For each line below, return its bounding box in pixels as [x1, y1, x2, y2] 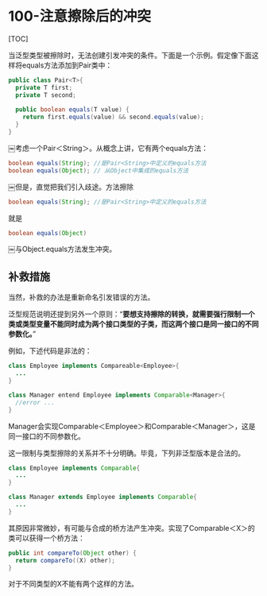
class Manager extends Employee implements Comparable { [8, 493, 197, 501]
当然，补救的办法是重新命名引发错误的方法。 [8, 292, 155, 302]
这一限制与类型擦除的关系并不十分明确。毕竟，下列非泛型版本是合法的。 [8, 448, 245, 458]
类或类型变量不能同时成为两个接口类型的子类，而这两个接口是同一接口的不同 [8, 319, 259, 329]
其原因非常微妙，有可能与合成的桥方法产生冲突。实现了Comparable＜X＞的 [8, 523, 256, 532]
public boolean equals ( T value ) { [15, 106, 130, 114]
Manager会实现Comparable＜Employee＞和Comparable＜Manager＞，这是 [8, 421, 256, 431]
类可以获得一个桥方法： [8, 533, 85, 543]
